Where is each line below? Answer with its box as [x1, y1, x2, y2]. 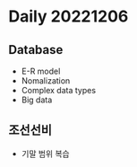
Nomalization [21, 75, 71, 86]
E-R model [21, 66, 61, 76]
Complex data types [21, 85, 96, 95]
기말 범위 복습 [21, 148, 70, 159]
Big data [21, 94, 53, 105]
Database [8, 42, 64, 57]
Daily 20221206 [8, 6, 129, 27]
